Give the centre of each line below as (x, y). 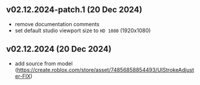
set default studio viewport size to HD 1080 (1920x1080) (83, 30)
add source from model (44, 63)
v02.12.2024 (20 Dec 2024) (59, 49)
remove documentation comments (57, 24)
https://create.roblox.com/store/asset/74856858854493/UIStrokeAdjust (105, 70)
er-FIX (23, 76)
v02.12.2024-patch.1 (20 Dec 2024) (74, 10)
